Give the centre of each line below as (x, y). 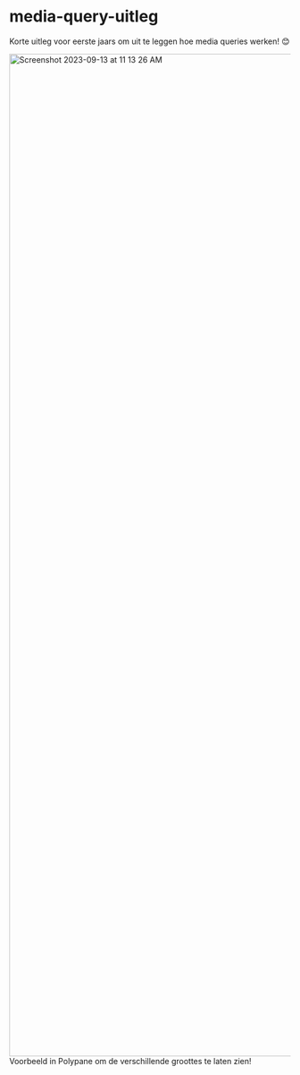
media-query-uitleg (84, 17)
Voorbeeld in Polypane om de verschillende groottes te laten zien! (130, 1061)
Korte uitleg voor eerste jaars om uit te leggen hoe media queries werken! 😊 (150, 41)
